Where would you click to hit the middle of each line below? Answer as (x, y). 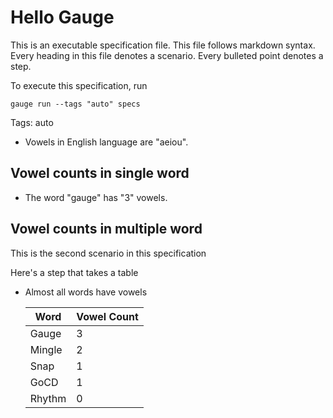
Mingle (46, 349)
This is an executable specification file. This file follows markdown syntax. (163, 45)
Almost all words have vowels (86, 292)
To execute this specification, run (79, 85)
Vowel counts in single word (100, 173)
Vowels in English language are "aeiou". (106, 142)
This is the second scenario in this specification (108, 253)
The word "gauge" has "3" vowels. (96, 197)
